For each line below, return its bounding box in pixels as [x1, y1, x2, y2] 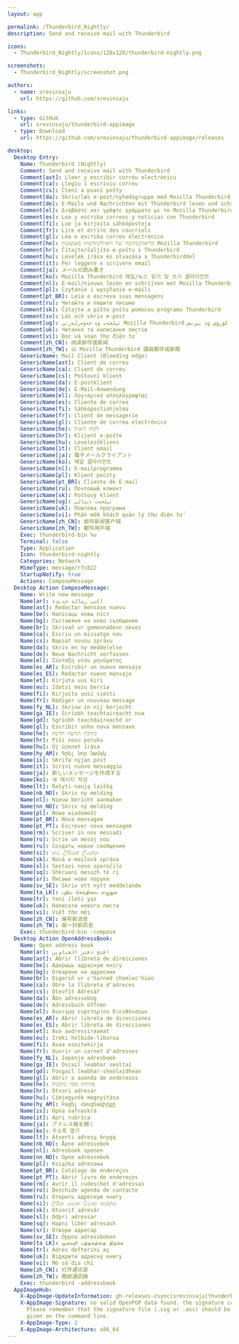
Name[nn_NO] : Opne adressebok [20, 1154, 110, 1161]
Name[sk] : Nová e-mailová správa [20, 855, 119, 863]
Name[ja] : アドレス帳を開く [20, 1120, 95, 1127]
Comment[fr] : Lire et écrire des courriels [20, 226, 152, 234]
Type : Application [20, 544, 75, 552]
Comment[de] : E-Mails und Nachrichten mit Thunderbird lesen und [20, 200, 218, 207]
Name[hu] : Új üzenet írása [20, 743, 100, 750]
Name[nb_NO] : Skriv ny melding [20, 789, 113, 796]
